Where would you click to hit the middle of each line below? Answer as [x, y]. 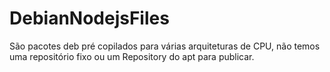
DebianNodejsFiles [89, 18]
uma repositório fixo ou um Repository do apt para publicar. [132, 56]
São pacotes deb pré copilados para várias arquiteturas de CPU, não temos [165, 46]
